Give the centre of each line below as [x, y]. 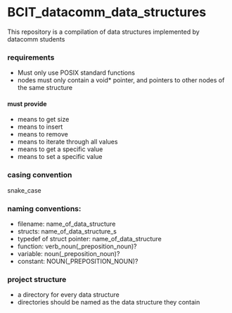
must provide [27, 103]
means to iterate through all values [67, 142]
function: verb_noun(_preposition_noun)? [77, 246]
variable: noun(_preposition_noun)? [69, 254]
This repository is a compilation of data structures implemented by [104, 32]
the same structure [45, 88]
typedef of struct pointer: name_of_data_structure [89, 239]
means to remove [43, 134]
